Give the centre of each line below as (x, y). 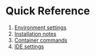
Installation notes (35, 33)
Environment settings (40, 27)
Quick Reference (48, 11)
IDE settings (29, 46)
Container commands (41, 40)
